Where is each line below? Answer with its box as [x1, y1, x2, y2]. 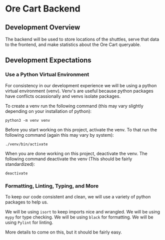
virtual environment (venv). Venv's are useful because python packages [5, 88, 153, 94]
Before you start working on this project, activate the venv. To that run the [5, 126, 157, 133]
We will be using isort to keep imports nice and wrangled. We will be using [5, 208, 160, 214]
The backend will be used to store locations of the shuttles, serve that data [5, 36, 159, 42]
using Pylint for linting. [5, 219, 53, 225]
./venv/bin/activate [5, 141, 48, 147]
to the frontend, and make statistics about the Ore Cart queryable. [5, 42, 141, 48]
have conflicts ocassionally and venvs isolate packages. [5, 93, 121, 99]
